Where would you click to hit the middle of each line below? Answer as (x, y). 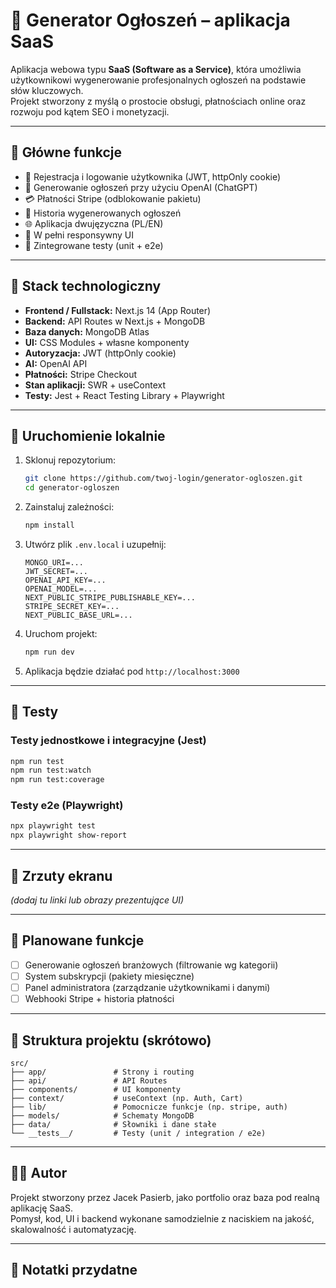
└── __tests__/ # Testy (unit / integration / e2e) (138, 1133)
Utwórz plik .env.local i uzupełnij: (95, 544)
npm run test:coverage (57, 780)
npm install (49, 525)
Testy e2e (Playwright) (67, 806)
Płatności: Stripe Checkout (81, 374)
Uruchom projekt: (61, 633)
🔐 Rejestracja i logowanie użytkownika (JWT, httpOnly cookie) (153, 176)
